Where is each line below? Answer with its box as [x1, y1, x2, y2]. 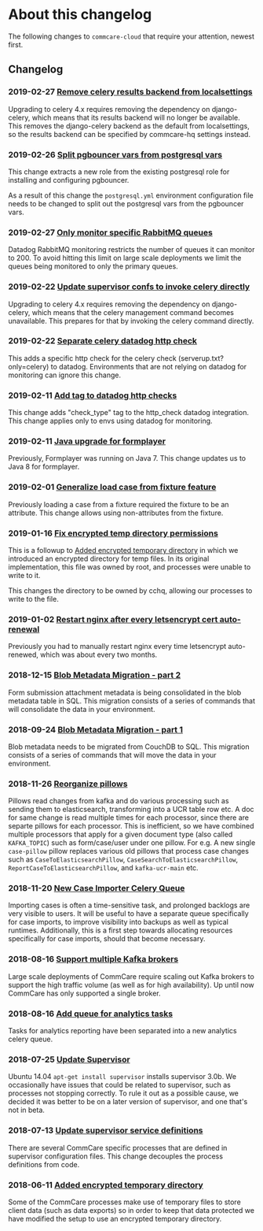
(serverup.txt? [177, 353, 224, 363]
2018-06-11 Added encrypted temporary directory [8, 1179, 204, 1190]
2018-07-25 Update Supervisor [8, 1054, 131, 1065]
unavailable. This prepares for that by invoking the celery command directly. [8, 316, 254, 325]
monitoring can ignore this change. [8, 370, 122, 380]
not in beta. [8, 1105, 46, 1115]
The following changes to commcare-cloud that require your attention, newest [8, 32, 255, 41]
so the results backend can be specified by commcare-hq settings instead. [8, 129, 251, 139]
